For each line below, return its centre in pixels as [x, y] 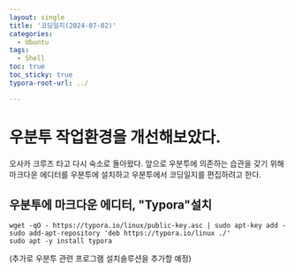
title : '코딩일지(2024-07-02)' [63, 26]
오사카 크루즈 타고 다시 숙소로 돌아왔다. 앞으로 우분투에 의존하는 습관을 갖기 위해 [147, 163]
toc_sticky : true [41, 75]
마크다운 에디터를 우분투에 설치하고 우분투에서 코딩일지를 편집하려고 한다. [136, 174]
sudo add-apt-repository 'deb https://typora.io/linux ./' [120, 234]
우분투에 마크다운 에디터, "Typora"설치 [111, 204]
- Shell [31, 58]
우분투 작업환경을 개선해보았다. [115, 137]
